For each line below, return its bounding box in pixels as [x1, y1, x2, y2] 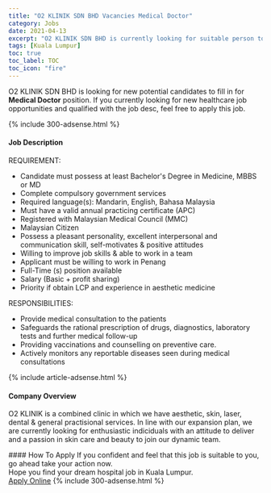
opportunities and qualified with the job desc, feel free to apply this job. [8, 103, 246, 113]
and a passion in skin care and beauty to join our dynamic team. [8, 435, 221, 445]
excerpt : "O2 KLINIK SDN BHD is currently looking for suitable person [8, 34, 254, 43]
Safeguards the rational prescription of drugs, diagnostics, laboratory [19, 322, 251, 332]
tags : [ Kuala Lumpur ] [8, 42, 81, 50]
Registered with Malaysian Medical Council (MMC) [19, 214, 189, 224]
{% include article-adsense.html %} [8, 372, 127, 382]
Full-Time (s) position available [19, 265, 123, 275]
